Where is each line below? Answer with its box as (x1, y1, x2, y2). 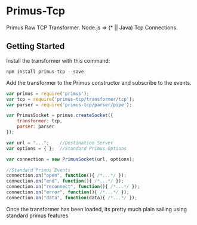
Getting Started (6, 41, 65, 51)
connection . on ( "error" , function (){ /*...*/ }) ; (6, 189, 130, 195)
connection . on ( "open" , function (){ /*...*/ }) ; (6, 172, 127, 178)
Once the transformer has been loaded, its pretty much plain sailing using (6, 205, 187, 212)
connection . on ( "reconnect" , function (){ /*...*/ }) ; (6, 184, 140, 190)
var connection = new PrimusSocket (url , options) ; (6, 156, 135, 162)
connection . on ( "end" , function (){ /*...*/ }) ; (6, 178, 124, 184)
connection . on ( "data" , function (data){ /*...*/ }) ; (6, 195, 137, 201)
